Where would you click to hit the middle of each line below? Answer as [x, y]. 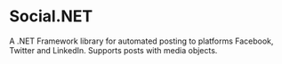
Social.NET [51, 16]
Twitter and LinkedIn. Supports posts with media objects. [113, 50]
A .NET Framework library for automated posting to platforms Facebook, [141, 41]
